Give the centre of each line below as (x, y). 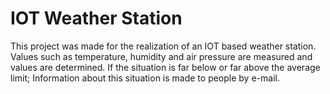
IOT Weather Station (96, 18)
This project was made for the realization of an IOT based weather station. (163, 46)
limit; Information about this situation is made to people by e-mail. (145, 78)
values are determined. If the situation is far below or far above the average (165, 67)
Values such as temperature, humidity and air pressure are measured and (161, 56)
